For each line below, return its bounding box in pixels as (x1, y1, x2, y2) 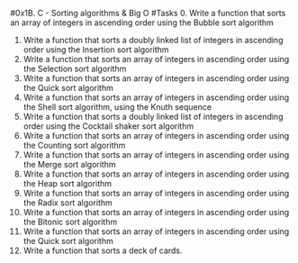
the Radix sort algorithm (23, 197, 113, 208)
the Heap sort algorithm (23, 178, 112, 188)
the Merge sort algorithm (23, 159, 116, 169)
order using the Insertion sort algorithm (23, 44, 169, 55)
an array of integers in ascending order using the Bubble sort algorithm (10, 17, 274, 28)
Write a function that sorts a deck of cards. (23, 245, 183, 256)
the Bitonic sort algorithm (23, 216, 118, 227)
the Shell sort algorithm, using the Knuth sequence (23, 102, 212, 112)
